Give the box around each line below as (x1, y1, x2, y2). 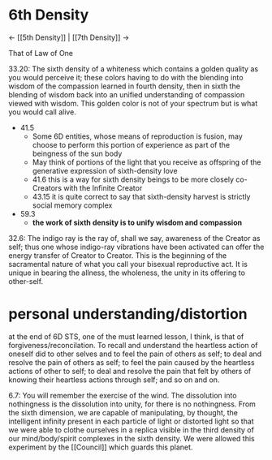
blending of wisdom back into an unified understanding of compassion (8, 89, 245, 99)
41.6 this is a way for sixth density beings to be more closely (32, 174, 234, 184)
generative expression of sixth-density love (32, 166, 178, 175)
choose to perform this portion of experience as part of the (32, 140, 230, 149)
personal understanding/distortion (8, 305, 248, 324)
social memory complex (32, 200, 113, 210)
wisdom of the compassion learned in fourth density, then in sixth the (8, 81, 241, 91)
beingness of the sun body (32, 148, 123, 158)
